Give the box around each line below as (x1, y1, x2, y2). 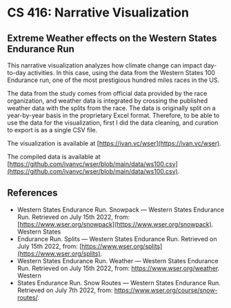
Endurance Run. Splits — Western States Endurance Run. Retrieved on (17, 234, 217, 243)
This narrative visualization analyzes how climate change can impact (7, 61, 202, 70)
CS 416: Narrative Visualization (7, 5, 190, 21)
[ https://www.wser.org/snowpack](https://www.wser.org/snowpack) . (17, 220, 214, 228)
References (7, 187, 58, 199)
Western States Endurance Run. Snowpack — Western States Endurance (17, 205, 225, 214)
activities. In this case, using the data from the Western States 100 (27, 69, 216, 76)
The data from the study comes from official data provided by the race (7, 90, 208, 97)
